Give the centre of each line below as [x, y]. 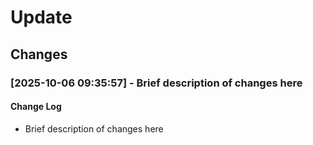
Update [41, 17]
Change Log [36, 107]
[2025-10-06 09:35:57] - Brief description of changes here [156, 83]
